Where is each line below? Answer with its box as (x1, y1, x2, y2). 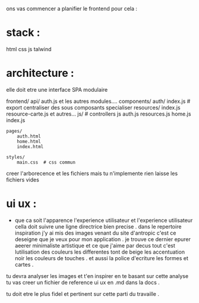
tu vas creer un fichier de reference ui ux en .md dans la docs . (6, 279, 160, 286)
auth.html (17, 133, 42, 139)
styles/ (6, 154, 26, 160)
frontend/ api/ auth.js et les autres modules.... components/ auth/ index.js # (6, 98, 191, 105)
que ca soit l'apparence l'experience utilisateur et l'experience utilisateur (14, 217, 193, 224)
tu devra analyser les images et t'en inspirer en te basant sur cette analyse (6, 272, 189, 279)
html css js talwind (6, 45, 52, 52)
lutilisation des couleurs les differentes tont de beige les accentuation (14, 248, 185, 255)
